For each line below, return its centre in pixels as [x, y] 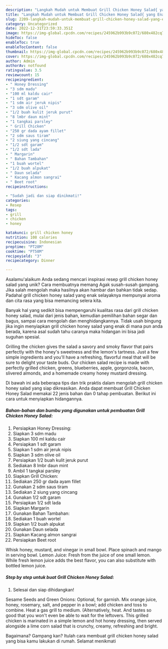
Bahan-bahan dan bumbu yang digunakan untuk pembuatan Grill [75, 410]
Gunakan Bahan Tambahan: [41, 513]
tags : [11, 210]
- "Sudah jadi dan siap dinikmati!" [44, 196]
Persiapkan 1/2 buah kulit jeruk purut [51, 460]
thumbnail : [17, 52]
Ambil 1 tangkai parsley [37, 471]
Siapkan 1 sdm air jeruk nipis [42, 450]
